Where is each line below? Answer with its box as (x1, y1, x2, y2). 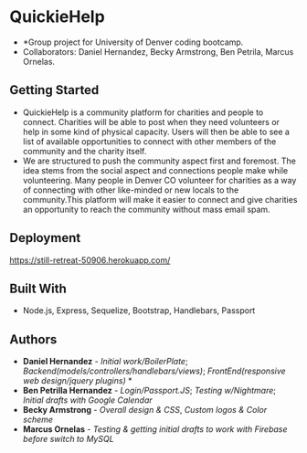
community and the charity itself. (22, 145, 147, 156)
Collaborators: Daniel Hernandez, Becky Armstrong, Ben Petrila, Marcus (22, 46, 294, 57)
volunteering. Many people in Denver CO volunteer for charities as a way (22, 174, 297, 185)
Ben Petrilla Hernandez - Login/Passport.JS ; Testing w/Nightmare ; (22, 385, 277, 396)
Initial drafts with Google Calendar (22, 395, 153, 406)
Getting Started (9, 82, 100, 98)
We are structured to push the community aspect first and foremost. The (22, 155, 297, 166)
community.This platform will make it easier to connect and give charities (22, 194, 298, 205)
